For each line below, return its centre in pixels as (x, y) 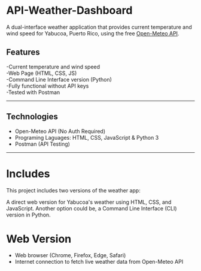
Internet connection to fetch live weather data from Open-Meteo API (99, 262)
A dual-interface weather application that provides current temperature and (99, 27)
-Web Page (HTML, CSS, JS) (42, 73)
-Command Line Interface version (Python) (59, 79)
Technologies (32, 117)
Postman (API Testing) (42, 144)
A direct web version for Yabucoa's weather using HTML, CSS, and (89, 202)
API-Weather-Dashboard (69, 10)
